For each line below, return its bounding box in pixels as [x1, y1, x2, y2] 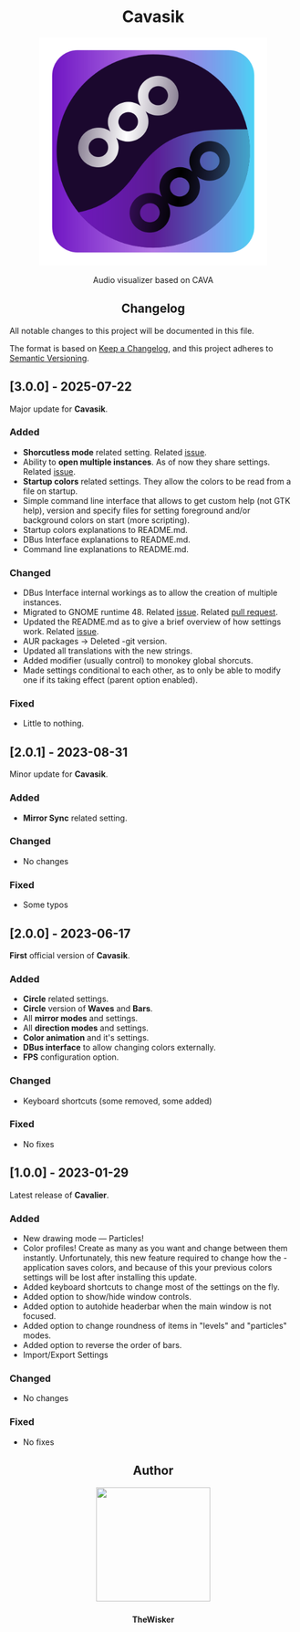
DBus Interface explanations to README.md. [22, 534, 191, 545]
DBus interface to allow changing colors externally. [22, 1042, 216, 1053]
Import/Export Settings [22, 1349, 109, 1360]
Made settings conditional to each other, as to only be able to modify [22, 664, 281, 676]
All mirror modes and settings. [22, 1013, 139, 1024]
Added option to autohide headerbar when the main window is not [22, 1301, 272, 1312]
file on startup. [22, 486, 78, 497]
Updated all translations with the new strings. [22, 645, 193, 656]
